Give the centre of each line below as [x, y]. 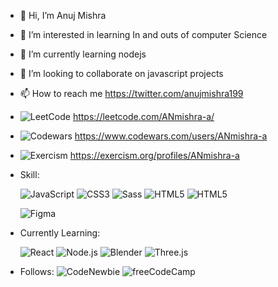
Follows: [37, 271]
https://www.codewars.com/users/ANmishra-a [171, 136]
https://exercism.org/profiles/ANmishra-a [154, 155]
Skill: [29, 174]
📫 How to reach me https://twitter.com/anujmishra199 [131, 93]
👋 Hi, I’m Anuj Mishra [63, 15]
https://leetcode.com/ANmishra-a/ [143, 116]
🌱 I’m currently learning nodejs [83, 54]
